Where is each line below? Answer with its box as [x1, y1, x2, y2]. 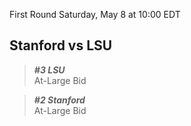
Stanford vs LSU [9, 37, 113, 54]
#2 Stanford [33, 94, 86, 106]
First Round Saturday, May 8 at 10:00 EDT [9, 9, 181, 20]
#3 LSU [33, 64, 66, 76]
